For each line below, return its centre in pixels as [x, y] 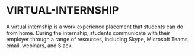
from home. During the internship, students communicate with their [88, 33]
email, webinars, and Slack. [39, 46]
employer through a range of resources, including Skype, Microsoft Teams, [98, 39]
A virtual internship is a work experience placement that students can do [95, 27]
